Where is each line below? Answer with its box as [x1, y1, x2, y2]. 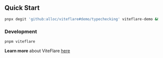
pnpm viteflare [4, 39, 36, 44]
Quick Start [4, 4, 40, 12]
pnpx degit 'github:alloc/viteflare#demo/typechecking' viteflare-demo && [4, 16, 160, 21]
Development [4, 28, 37, 35]
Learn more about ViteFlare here [4, 48, 70, 54]
